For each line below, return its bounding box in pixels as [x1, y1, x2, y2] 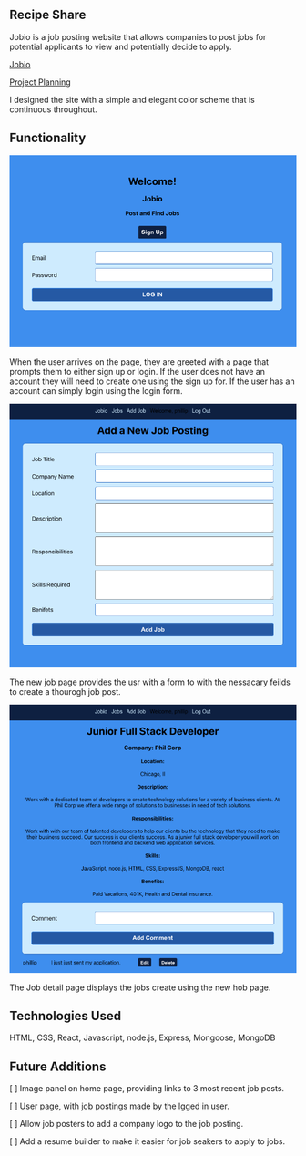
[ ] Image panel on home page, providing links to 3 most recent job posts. [9, 1083, 285, 1094]
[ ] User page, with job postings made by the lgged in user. [9, 1100, 229, 1111]
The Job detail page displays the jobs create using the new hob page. [9, 982, 271, 993]
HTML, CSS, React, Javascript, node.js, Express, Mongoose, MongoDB [9, 1032, 276, 1043]
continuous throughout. [9, 104, 97, 115]
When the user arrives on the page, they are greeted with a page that [9, 356, 270, 367]
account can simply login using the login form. [9, 385, 184, 396]
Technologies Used [9, 1007, 121, 1024]
